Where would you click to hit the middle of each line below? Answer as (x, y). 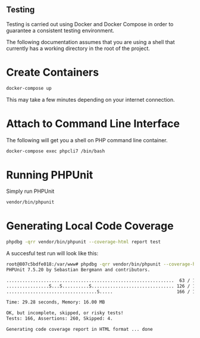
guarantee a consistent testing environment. (60, 30)
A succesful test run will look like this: (52, 253)
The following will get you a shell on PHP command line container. (87, 140)
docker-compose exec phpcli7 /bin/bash (56, 151)
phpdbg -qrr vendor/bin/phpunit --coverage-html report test (84, 242)
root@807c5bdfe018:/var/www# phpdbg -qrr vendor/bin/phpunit (84, 264)
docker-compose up (29, 88)
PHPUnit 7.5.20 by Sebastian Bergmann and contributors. (78, 270)
